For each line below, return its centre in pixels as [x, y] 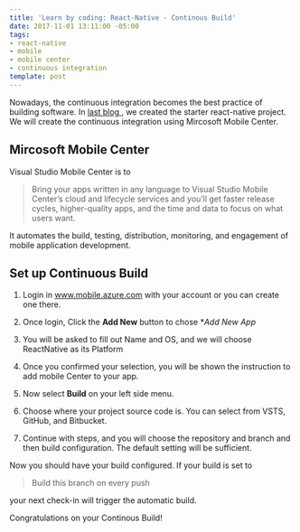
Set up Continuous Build [79, 273]
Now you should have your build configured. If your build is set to [131, 465]
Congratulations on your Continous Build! [86, 518]
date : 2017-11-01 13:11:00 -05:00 [75, 26]
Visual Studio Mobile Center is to [70, 172]
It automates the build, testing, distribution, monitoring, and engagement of [149, 235]
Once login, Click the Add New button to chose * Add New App [139, 322]
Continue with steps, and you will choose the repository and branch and [156, 438]
